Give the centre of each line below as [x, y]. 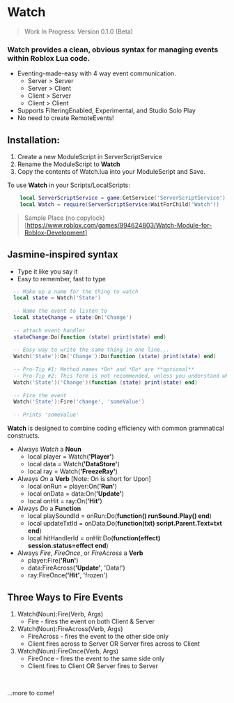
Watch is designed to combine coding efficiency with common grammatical [116, 428]
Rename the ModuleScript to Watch [69, 164]
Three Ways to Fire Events [65, 597]
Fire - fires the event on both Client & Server [91, 621]
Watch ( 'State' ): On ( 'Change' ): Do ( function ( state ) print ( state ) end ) [115, 357]
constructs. [24, 436]
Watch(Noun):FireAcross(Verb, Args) [70, 628]
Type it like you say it [47, 271]
